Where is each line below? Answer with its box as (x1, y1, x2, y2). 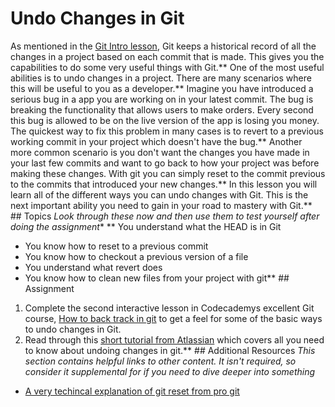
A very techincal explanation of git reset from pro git (24, 385, 240, 397)
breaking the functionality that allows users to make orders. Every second (10, 103, 314, 116)
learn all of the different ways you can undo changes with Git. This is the (10, 188, 309, 201)
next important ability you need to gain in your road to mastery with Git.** (10, 199, 313, 211)
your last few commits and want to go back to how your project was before (10, 157, 320, 169)
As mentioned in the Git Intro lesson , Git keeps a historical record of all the (10, 40, 317, 52)
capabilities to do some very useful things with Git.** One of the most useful (10, 61, 325, 73)
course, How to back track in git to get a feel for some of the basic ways (24, 312, 323, 324)
